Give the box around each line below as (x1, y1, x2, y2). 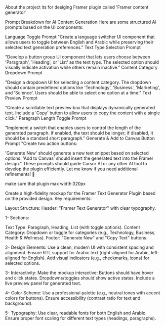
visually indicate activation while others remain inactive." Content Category (5, 64, 158, 70)
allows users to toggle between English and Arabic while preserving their (5, 39, 154, 45)
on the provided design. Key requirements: (5, 195, 92, 201)
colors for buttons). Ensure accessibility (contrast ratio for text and (5, 295, 141, 301)
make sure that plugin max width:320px (5, 181, 86, 186)
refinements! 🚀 (5, 171, 35, 177)
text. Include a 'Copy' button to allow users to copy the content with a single (5, 110, 160, 116)
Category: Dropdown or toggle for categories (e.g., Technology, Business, (5, 230, 156, 235)
